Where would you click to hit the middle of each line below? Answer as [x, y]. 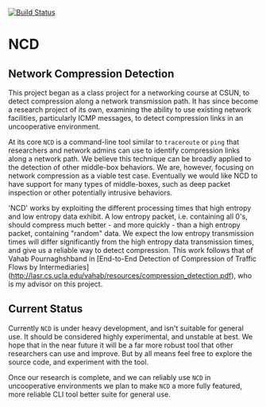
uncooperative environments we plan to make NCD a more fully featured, [125, 386]
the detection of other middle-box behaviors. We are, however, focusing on [131, 167]
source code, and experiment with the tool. [79, 362]
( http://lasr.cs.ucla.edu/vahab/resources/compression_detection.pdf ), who [130, 275]
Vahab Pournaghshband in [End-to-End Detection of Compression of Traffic [132, 259]
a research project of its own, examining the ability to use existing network [130, 110]
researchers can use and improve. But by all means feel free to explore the [130, 353]
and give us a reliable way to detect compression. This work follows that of [131, 250]
